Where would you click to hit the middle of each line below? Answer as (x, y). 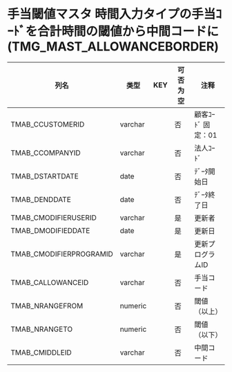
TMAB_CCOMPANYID (46, 153)
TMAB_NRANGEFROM (47, 306)
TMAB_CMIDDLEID (41, 352)
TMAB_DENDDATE (41, 199)
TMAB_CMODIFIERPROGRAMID (62, 254)
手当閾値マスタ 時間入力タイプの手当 (112, 14)
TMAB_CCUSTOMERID (48, 124)
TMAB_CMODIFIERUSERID (54, 217)
